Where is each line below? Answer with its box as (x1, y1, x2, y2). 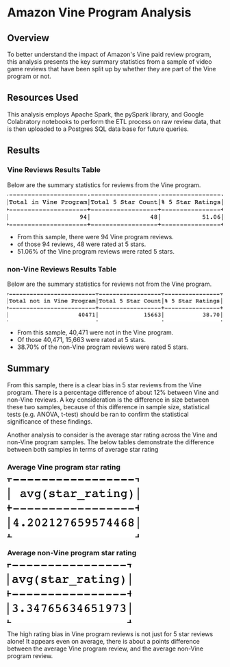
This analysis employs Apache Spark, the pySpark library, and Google (7, 110, 204, 118)
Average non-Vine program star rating (7, 548, 137, 558)
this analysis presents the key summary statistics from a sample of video (7, 58, 212, 66)
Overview (7, 32, 50, 44)
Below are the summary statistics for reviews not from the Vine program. (7, 280, 212, 289)
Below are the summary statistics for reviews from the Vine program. (7, 180, 201, 189)
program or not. (7, 72, 51, 80)
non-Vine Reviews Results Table (7, 264, 117, 274)
